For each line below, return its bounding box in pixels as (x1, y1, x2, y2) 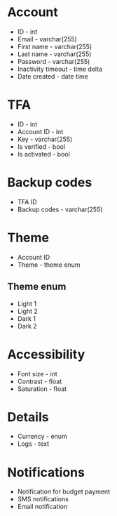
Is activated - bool (17, 150, 70, 158)
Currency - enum (17, 432, 68, 441)
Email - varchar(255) (17, 34, 77, 43)
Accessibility (7, 346, 85, 362)
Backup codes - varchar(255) (17, 205, 103, 213)
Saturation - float (17, 384, 67, 393)
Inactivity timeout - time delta (17, 65, 103, 73)
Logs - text (17, 439, 50, 448)
